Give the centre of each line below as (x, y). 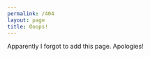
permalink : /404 (31, 14)
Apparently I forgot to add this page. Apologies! (76, 47)
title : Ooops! (28, 26)
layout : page (26, 20)
